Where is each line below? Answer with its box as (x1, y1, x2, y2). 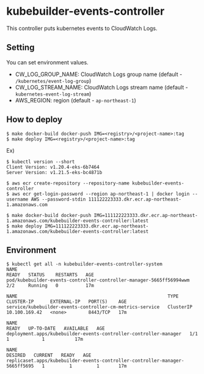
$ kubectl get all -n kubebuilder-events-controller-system (6, 261, 163, 267)
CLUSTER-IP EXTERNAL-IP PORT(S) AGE (6, 299, 127, 305)
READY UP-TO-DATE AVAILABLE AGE (6, 326, 105, 332)
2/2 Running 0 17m (6, 283, 95, 289)
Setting (6, 42, 35, 53)
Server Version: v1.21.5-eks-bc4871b (6, 169, 103, 175)
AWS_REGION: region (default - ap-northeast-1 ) (15, 96, 136, 104)
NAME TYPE (6, 293, 179, 300)
